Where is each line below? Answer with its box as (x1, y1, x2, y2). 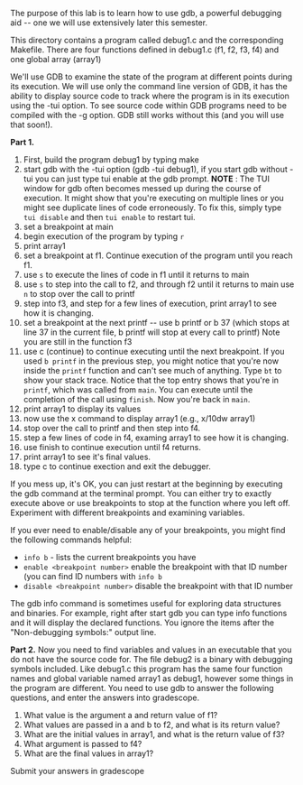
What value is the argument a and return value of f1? (23, 710, 218, 720)
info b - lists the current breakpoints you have (23, 552, 197, 562)
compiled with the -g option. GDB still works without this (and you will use (10, 110, 285, 120)
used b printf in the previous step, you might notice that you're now (23, 356, 279, 366)
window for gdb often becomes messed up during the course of (23, 183, 262, 193)
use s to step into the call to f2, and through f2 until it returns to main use (23, 279, 295, 290)
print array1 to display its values (23, 403, 142, 414)
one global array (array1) (10, 54, 102, 64)
